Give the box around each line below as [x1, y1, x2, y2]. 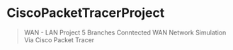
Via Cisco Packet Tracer [23, 35, 95, 44]
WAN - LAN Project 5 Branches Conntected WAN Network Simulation [23, 28, 227, 37]
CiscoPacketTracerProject [6, 5, 165, 21]
